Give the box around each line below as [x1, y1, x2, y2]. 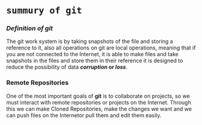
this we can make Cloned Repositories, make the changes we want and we [6, 105, 192, 112]
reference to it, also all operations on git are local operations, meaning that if [6, 44, 196, 51]
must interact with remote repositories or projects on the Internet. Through [6, 98, 191, 106]
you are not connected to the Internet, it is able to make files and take [6, 51, 179, 58]
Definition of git [6, 24, 53, 33]
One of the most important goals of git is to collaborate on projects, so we [6, 92, 190, 100]
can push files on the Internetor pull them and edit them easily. [6, 111, 162, 119]
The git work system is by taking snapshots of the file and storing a [6, 38, 174, 45]
